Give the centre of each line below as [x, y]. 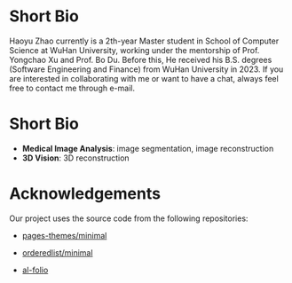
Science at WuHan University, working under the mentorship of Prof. [134, 50]
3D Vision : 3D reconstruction [76, 158]
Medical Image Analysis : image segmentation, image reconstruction [148, 148]
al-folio [35, 270]
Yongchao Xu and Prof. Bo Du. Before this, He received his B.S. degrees [141, 59]
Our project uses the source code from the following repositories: [129, 218]
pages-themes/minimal [64, 235]
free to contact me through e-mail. [72, 88]
